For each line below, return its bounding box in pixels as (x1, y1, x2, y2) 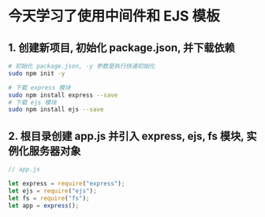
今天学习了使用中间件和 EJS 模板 (8, 7, 220, 25)
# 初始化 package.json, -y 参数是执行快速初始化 (8, 62, 155, 70)
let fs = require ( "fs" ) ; (8, 194, 90, 202)
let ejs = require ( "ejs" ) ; (8, 186, 97, 195)
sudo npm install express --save (8, 91, 118, 99)
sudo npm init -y (8, 69, 65, 77)
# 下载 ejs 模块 (8, 98, 57, 106)
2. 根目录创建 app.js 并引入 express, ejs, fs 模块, (8, 129, 244, 142)
